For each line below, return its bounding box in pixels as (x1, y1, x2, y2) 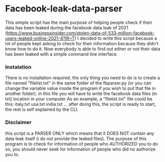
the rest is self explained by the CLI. (5, 106, 79, 112)
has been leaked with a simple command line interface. (5, 51, 118, 57)
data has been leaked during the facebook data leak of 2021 (5, 24, 128, 30)
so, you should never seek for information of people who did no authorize (5, 146, 156, 152)
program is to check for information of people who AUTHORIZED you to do (5, 141, 158, 147)
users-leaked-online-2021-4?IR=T (5, 35, 75, 41)
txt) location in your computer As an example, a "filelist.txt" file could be (5, 96, 153, 102)
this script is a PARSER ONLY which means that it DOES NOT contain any (5, 130, 155, 136)
